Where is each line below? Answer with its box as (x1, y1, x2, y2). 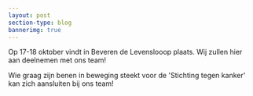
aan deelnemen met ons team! (8, 55, 107, 65)
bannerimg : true (8, 26, 61, 34)
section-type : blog (8, 19, 72, 27)
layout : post (8, 11, 51, 20)
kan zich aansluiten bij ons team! (8, 79, 114, 88)
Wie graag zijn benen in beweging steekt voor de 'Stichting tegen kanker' (8, 71, 246, 80)
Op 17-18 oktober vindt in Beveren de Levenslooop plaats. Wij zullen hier (8, 48, 243, 57)
